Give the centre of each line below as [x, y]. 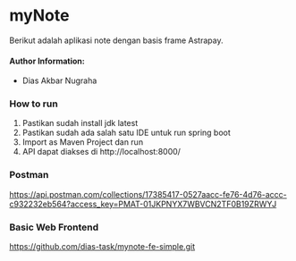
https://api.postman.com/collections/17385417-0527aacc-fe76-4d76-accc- [148, 194]
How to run [34, 104]
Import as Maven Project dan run [83, 142]
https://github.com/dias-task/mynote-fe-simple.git [102, 247]
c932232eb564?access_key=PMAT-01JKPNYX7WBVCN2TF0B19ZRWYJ [143, 204]
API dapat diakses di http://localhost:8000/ [101, 152]
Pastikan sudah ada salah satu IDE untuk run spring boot [126, 133]
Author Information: [47, 61]
